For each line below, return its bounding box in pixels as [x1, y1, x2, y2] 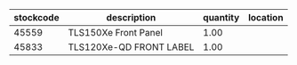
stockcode [13, 12, 60, 23]
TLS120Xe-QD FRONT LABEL [68, 41, 195, 53]
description [106, 12, 157, 23]
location [247, 12, 284, 23]
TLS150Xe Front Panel [68, 27, 163, 38]
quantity [203, 12, 240, 23]
